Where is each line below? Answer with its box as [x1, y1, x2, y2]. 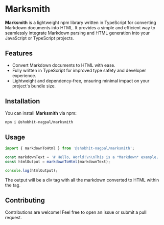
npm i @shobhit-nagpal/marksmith [5, 120, 73, 124]
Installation [5, 97, 40, 105]
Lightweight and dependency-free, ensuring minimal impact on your [12, 78, 150, 83]
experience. [12, 72, 37, 79]
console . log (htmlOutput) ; [5, 168, 58, 173]
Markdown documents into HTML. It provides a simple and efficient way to [5, 24, 156, 30]
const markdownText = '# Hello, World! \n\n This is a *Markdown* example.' [5, 155, 161, 160]
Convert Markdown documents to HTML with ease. [12, 62, 116, 68]
